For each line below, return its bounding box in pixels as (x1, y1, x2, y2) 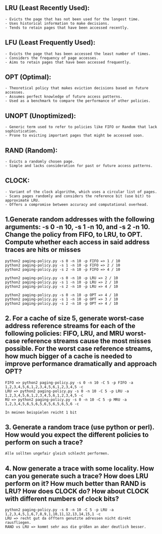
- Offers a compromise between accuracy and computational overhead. (5, 202, 149, 207)
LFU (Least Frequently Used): (5, 38, 96, 47)
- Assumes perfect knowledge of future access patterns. (5, 94, 123, 99)
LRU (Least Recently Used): (5, 4, 90, 12)
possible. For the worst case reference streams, (5, 345, 153, 353)
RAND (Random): (5, 146, 58, 154)
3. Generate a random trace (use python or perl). (5, 423, 154, 431)
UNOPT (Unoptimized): (5, 112, 76, 120)
